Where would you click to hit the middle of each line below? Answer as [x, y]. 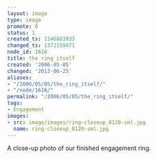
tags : [15, 103]
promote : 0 [23, 26]
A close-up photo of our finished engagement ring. [79, 148]
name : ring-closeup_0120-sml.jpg [61, 129]
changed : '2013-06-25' [39, 71]
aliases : [20, 77]
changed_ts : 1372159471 [41, 45]
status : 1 [21, 33]
